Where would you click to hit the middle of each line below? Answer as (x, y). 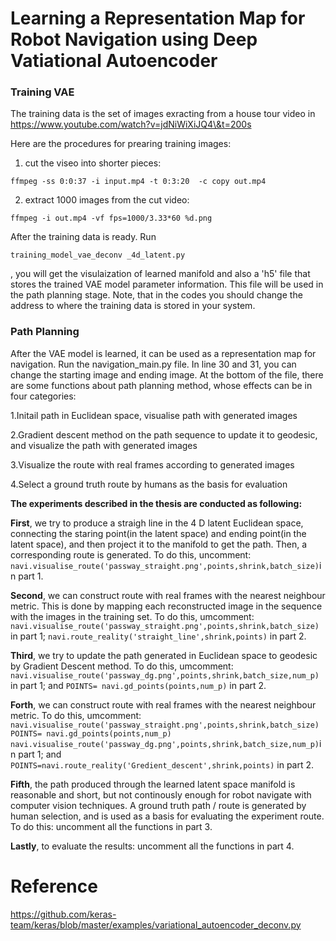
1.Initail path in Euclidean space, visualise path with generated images (154, 415)
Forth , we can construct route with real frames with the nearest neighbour (163, 704)
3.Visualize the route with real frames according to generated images (152, 464)
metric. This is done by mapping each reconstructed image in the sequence (166, 606)
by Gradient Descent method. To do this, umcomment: (122, 666)
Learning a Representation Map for (158, 18)
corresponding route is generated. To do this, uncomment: (131, 554)
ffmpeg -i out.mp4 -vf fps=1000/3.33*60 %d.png (111, 218)
